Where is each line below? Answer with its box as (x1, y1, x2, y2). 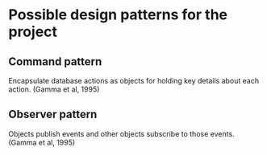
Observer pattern (8, 108, 98, 121)
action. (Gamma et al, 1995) (8, 84, 100, 94)
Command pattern (8, 55, 102, 68)
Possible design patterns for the (8, 6, 228, 24)
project (8, 22, 58, 41)
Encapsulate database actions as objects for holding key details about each (8, 76, 260, 85)
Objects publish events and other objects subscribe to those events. (8, 128, 236, 138)
